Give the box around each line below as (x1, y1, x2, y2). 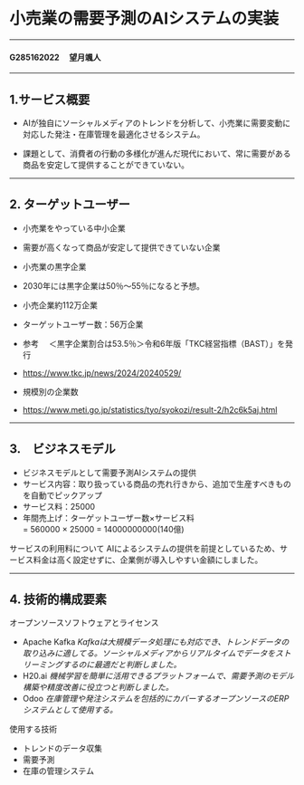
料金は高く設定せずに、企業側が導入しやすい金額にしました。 (33, 554, 263, 565)
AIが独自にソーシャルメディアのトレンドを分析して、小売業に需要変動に (22, 117, 291, 128)
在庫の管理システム (22, 766, 95, 777)
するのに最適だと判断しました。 (62, 659, 182, 670)
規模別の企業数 (22, 386, 79, 397)
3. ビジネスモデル (9, 441, 116, 457)
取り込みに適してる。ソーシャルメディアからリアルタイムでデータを (22, 648, 276, 659)
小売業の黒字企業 (22, 261, 87, 272)
